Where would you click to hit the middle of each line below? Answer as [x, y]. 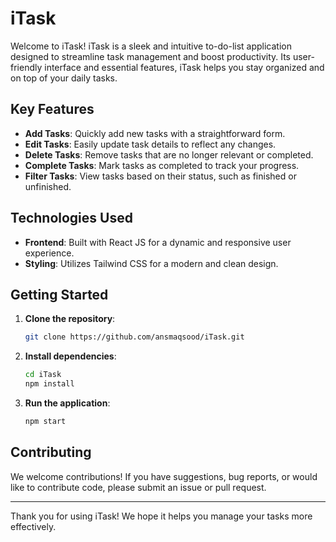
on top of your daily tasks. [64, 78]
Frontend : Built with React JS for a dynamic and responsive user [158, 242]
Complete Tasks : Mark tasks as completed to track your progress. [162, 165]
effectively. [33, 526]
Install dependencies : [70, 356]
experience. [49, 253]
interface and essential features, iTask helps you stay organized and [184, 67]
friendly [26, 67]
